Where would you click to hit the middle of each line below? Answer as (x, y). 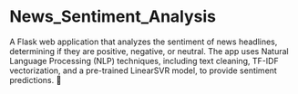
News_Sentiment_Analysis (113, 17)
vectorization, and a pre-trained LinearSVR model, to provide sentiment (144, 70)
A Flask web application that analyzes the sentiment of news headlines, (144, 42)
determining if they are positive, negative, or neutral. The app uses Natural (149, 51)
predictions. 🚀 (36, 80)
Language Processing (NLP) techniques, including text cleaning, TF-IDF (144, 61)
